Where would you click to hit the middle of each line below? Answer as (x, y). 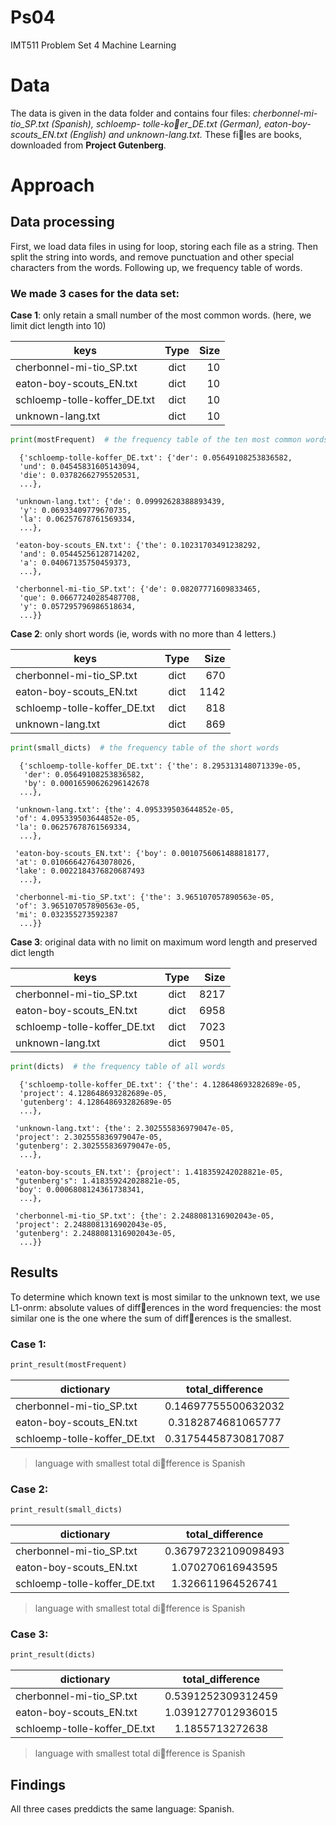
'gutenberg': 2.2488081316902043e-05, (95, 1233)
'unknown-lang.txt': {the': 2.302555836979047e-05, (124, 1128)
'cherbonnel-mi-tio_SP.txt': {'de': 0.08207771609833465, (138, 589)
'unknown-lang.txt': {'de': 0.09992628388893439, (120, 502)
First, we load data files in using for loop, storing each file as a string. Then (164, 246)
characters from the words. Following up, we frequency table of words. (156, 267)
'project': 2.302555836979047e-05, (88, 1137)
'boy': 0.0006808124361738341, (79, 1189)
